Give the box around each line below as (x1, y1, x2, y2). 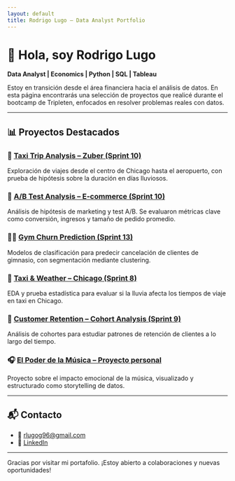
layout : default (7, 10, 55, 18)
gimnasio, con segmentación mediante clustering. (7, 256, 151, 264)
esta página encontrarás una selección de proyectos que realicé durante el (7, 91, 224, 99)
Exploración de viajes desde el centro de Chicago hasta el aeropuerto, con (7, 167, 222, 175)
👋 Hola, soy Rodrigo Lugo (7, 47, 156, 63)
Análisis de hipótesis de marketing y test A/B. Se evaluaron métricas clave (7, 207, 221, 216)
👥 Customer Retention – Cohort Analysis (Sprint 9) (7, 314, 182, 323)
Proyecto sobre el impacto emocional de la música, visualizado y (7, 374, 194, 382)
